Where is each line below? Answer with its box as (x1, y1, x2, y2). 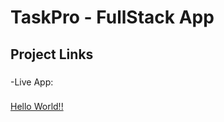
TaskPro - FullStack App (10, 6, 215, 29)
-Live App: (10, 76, 54, 88)
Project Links (10, 46, 94, 63)
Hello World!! (10, 101, 64, 113)
